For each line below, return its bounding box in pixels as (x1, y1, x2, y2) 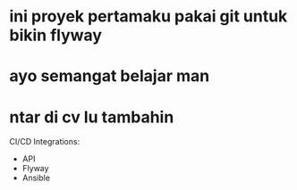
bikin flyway (9, 25, 103, 45)
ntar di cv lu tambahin (9, 107, 174, 127)
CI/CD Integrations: (9, 136, 81, 147)
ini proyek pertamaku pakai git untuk (9, 6, 288, 27)
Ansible (21, 172, 51, 184)
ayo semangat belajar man (9, 66, 210, 87)
